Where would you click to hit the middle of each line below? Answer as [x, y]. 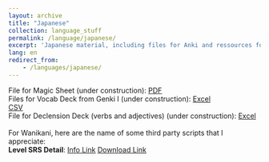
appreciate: [27, 141]
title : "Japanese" [39, 23]
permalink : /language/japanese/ [62, 38]
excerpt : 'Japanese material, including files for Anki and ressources [130, 45]
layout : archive [35, 16]
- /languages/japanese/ [62, 68]
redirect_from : [34, 61]
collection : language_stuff [55, 30]
